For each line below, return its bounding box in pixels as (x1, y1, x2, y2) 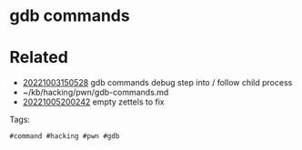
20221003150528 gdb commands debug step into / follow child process (22, 77, 293, 88)
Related (9, 47, 68, 68)
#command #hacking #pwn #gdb (9, 132, 120, 141)
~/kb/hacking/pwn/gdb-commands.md (22, 87, 169, 98)
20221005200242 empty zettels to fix (22, 96, 166, 107)
